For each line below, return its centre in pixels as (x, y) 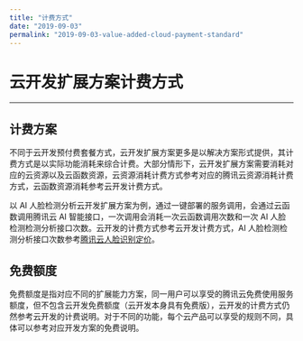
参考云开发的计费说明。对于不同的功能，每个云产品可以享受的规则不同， (151, 316)
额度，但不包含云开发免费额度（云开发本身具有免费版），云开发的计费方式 (146, 305)
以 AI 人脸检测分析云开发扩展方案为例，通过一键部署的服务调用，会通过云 (146, 206)
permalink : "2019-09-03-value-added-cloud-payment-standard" (127, 34)
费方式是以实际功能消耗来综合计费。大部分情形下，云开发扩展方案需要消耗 (147, 164)
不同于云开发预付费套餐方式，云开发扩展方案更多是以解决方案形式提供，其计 (151, 152)
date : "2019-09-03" (46, 26)
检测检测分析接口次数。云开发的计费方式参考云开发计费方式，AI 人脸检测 (145, 228)
